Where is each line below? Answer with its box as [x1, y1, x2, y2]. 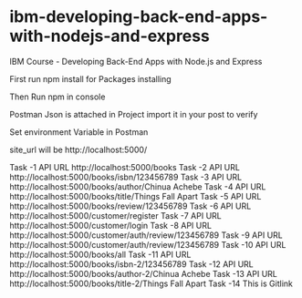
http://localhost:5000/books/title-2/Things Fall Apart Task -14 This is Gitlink [9, 278, 294, 289]
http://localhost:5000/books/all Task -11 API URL [9, 249, 192, 260]
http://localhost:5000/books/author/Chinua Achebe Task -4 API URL [9, 180, 266, 192]
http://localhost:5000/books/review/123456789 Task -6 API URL [9, 200, 252, 211]
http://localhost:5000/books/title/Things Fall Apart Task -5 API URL [9, 190, 262, 201]
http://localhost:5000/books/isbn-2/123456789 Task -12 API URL [9, 258, 254, 270]
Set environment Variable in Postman [9, 126, 149, 138]
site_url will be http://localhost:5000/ [9, 144, 148, 155]
